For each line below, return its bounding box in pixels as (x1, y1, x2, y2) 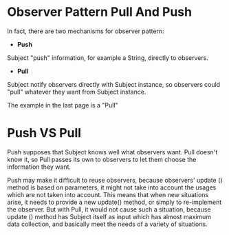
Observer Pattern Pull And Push (7, 4, 193, 20)
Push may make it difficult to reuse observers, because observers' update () (7, 176, 223, 184)
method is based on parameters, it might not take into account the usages (7, 183, 217, 192)
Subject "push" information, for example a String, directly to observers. (7, 53, 208, 62)
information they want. (7, 163, 71, 171)
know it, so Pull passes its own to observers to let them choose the (7, 155, 197, 163)
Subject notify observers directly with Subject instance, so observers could (7, 80, 221, 88)
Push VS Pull (7, 125, 81, 141)
